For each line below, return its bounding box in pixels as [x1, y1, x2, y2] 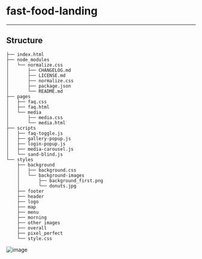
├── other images [17, 219, 61, 226]
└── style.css [17, 236, 52, 242]
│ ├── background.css [17, 167, 77, 173]
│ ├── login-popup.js [6, 141, 66, 147]
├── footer [17, 188, 44, 194]
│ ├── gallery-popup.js [6, 135, 71, 142]
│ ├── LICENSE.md [6, 72, 66, 79]
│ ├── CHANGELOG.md [6, 67, 71, 73]
